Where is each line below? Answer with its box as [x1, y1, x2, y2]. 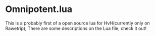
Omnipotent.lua [5, 3, 72, 15]
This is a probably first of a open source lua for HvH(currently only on [5, 20, 150, 26]
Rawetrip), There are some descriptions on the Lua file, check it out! [5, 25, 147, 31]
